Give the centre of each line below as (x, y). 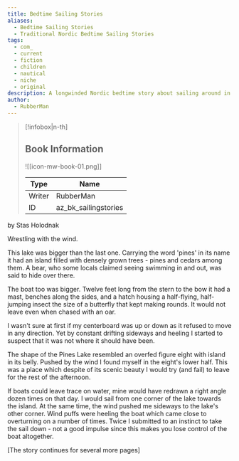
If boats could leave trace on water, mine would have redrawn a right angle (117, 391)
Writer (39, 196)
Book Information (64, 149)
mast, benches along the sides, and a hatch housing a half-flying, (103, 297)
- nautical (30, 73)
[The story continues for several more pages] (74, 450)
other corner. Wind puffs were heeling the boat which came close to (107, 413)
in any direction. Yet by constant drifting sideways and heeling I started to (115, 333)
